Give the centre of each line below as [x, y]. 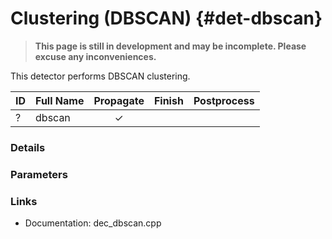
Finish [168, 100]
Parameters [39, 174]
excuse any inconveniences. [95, 56]
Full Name [60, 100]
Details [28, 147]
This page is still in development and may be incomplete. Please [170, 46]
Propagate [119, 100]
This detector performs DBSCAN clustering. [100, 76]
